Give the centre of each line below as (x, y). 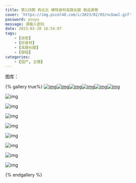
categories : (18, 57)
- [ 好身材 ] (25, 43)
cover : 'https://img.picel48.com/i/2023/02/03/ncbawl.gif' (69, 15)
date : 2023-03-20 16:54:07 (33, 29)
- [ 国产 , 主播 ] (29, 62)
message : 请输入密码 (25, 24)
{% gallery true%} (24, 87)
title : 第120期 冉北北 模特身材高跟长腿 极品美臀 (52, 10)
